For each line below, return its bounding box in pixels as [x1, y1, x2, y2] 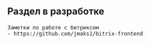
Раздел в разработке [7, 6, 105, 17]
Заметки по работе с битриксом [7, 24, 99, 31]
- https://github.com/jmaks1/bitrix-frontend [7, 30, 143, 37]
